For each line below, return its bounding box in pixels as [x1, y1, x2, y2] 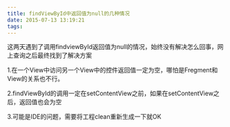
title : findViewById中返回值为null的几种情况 [7, 10, 130, 17]
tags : [7, 23, 23, 30]
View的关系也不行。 [7, 75, 64, 83]
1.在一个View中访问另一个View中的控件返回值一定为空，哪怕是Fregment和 [7, 66, 218, 75]
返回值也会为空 [19, 98, 62, 106]
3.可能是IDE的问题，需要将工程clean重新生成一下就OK [7, 113, 162, 121]
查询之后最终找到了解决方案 [12, 51, 92, 59]
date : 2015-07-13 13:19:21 [7, 17, 85, 23]
